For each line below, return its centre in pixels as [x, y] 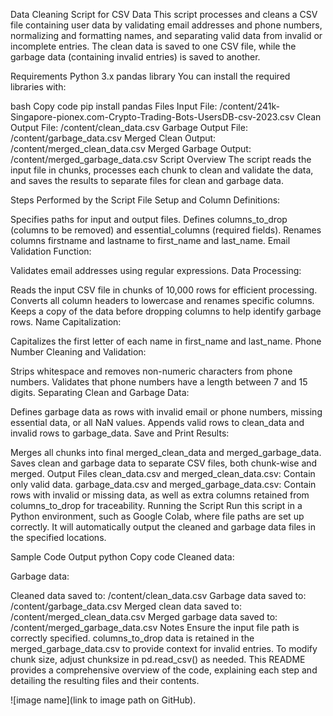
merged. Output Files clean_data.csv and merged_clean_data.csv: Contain [163, 473]
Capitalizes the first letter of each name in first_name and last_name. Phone [166, 341]
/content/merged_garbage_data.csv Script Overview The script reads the [161, 159]
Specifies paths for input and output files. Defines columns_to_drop [149, 219]
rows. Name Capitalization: [66, 322]
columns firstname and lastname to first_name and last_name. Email [150, 240]
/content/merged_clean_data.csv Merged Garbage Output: [131, 148]
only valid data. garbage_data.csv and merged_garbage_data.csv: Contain [163, 484]
